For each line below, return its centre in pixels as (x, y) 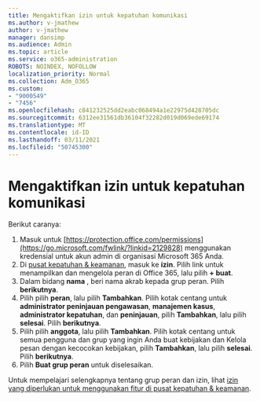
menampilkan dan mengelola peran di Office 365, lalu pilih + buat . (126, 273)
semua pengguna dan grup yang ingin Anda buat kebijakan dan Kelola (133, 340)
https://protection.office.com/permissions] (135, 240)
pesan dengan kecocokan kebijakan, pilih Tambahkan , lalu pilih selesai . (136, 348)
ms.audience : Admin (40, 45)
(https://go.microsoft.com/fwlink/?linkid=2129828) (101, 248)
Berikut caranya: (35, 224)
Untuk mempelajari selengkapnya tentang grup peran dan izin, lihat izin (123, 380)
